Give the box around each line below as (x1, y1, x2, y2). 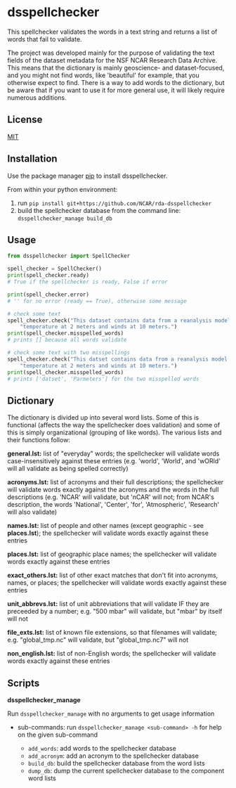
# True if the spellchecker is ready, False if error (7, 278, 169, 285)
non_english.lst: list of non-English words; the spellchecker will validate (7, 650, 216, 658)
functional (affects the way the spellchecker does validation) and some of (7, 421, 221, 429)
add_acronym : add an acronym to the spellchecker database (27, 751, 199, 760)
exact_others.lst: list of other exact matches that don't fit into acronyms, (7, 571, 218, 580)
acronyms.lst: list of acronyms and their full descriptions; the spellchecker (7, 478, 224, 486)
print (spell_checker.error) (7, 291, 90, 298)
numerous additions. (7, 93, 67, 102)
